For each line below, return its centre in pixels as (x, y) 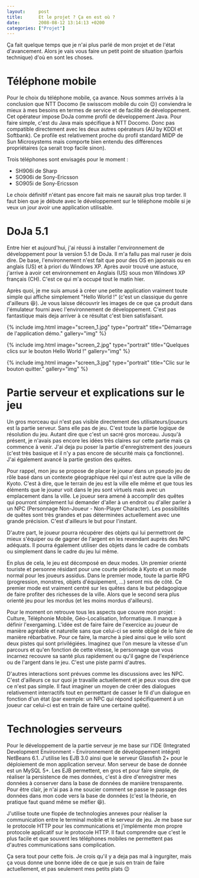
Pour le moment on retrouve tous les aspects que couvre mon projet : (91, 612)
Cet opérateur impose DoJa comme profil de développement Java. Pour (94, 116)
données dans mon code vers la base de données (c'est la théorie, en (92, 796)
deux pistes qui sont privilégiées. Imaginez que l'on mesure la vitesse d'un (97, 644)
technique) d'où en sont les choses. (50, 57)
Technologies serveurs (65, 729)
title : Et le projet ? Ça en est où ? (61, 17)
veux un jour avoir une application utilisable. (60, 208)
